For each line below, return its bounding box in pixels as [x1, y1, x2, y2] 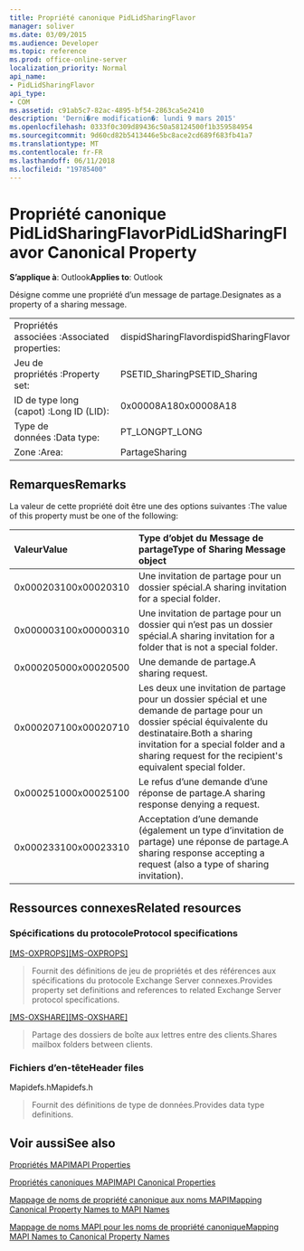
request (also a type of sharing [138, 858, 270, 871]
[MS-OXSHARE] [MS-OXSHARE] [9, 1011, 128, 1022]
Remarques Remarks [9, 477, 127, 492]
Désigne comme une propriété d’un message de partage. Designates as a [9, 289, 282, 300]
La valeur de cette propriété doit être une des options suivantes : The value [9, 501, 288, 512]
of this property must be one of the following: [9, 510, 179, 521]
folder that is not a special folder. [138, 641, 279, 654]
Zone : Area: [14, 446, 63, 459]
